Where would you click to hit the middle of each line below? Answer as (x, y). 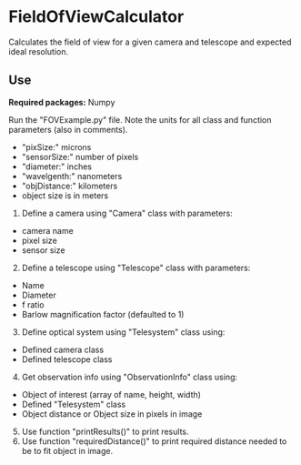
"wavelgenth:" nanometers (72, 176)
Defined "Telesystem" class (74, 404)
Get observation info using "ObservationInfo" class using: (130, 377)
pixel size (40, 240)
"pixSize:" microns (56, 147)
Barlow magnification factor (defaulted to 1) (103, 314)
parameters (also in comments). (68, 129)
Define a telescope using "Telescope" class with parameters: (136, 268)
